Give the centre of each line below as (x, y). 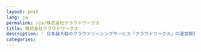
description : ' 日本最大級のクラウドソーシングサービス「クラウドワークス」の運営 (98, 34)
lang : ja (17, 17)
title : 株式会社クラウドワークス (42, 28)
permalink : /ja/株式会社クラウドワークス (53, 23)
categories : (21, 39)
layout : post (22, 12)
